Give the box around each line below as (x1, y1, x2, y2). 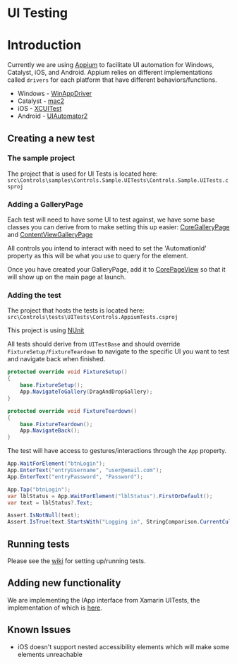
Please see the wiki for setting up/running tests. (7, 556, 146, 565)
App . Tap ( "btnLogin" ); (7, 485, 71, 493)
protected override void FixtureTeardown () (7, 407, 138, 414)
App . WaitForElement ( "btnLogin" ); (7, 460, 106, 467)
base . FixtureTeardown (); (20, 421, 93, 428)
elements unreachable (17, 650, 83, 658)
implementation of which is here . (7, 603, 102, 612)
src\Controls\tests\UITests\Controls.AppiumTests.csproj (7, 314, 178, 321)
